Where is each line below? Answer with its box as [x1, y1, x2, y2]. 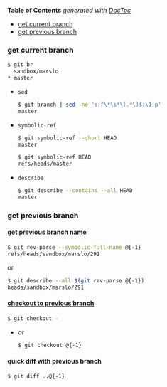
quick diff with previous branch [7, 357, 102, 366]
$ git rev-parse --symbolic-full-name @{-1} [7, 244, 141, 251]
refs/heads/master [17, 160, 72, 168]
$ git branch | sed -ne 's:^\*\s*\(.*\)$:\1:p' [17, 101, 162, 108]
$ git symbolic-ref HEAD [17, 154, 92, 161]
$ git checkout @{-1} [17, 341, 82, 349]
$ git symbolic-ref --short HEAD [17, 134, 117, 142]
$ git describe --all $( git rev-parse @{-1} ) [7, 277, 144, 284]
